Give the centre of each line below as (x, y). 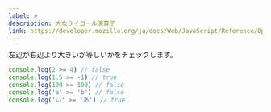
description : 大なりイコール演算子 (62, 23)
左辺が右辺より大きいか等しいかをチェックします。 (93, 55)
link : (17, 31)
